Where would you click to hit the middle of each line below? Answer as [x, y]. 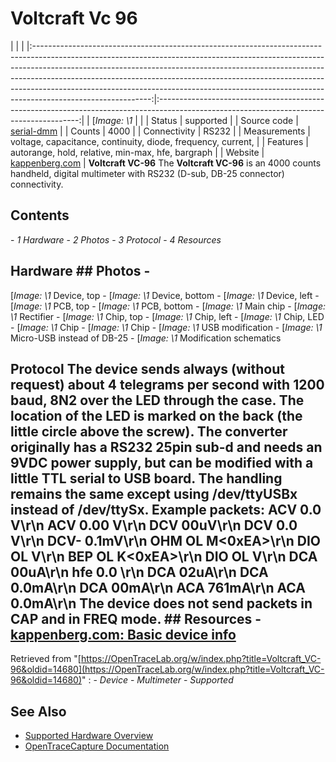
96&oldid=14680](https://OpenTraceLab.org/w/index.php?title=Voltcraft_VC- [167, 669]
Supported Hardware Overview [89, 736]
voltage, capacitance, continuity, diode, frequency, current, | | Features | [159, 141]
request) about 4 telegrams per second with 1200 [167, 384]
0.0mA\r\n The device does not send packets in [161, 603]
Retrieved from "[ [46, 659]
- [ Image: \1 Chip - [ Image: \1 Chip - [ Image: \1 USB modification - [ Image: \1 [166, 327]
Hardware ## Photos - [80, 271]
